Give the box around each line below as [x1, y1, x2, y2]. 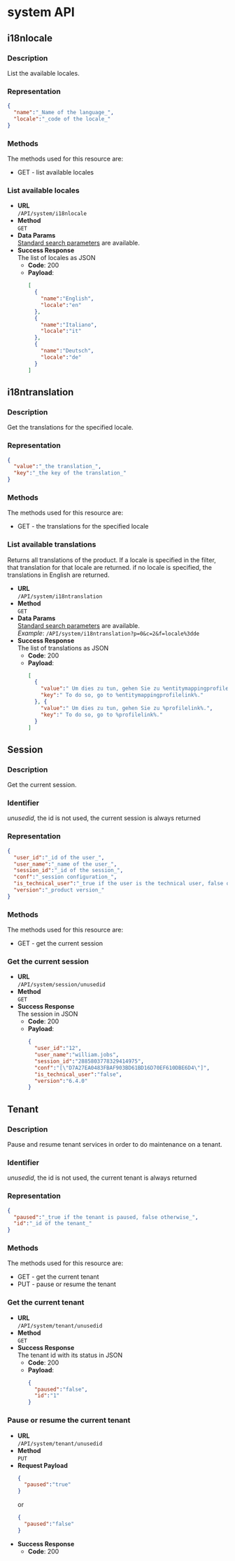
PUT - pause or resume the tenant [17, 1280, 117, 1288]
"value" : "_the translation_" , [13, 463, 101, 470]
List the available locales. [7, 69, 80, 77]
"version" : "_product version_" [13, 887, 105, 894]
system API [7, 4, 75, 20]
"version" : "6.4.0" [34, 1077, 88, 1084]
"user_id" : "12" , [34, 1045, 82, 1052]
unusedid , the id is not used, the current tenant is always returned [7, 1173, 197, 1182]
